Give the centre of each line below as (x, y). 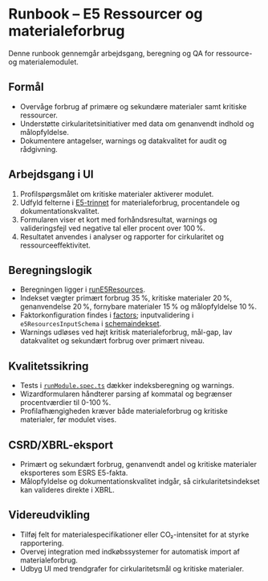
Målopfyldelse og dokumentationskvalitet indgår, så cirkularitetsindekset (140, 481)
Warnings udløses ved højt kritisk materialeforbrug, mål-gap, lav (126, 332)
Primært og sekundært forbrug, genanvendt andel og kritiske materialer (138, 464)
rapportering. (42, 542)
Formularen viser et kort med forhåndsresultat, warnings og (119, 219)
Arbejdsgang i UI (51, 175)
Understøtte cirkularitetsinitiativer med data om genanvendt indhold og (137, 123)
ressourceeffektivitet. (55, 245)
